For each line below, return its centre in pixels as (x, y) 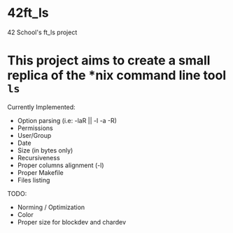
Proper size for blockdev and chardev (72, 222)
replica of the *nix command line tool (116, 76)
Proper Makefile (41, 172)
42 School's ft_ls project (42, 32)
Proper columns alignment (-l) (61, 165)
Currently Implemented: (41, 107)
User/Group (34, 135)
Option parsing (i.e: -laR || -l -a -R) (67, 120)
